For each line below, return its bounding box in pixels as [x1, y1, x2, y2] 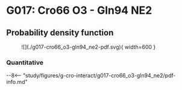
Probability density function [6, 28, 114, 38]
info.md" [6, 79, 28, 86]
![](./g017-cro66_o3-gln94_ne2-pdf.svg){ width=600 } [21, 43, 156, 50]
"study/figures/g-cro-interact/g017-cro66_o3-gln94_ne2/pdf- [23, 72, 176, 79]
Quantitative [6, 58, 44, 67]
